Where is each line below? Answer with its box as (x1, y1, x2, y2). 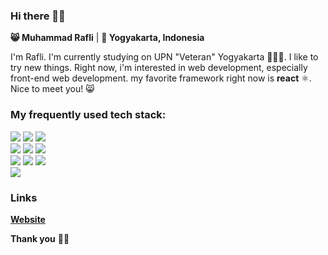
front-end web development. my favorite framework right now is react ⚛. (10, 72, 312, 84)
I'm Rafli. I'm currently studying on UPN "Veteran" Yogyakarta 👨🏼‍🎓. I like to (10, 51, 319, 63)
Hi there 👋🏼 (10, 9, 66, 23)
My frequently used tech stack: (10, 108, 167, 122)
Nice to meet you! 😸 (10, 83, 95, 95)
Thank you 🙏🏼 (10, 232, 70, 244)
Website (10, 213, 46, 225)
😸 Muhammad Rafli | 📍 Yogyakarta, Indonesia (10, 32, 205, 44)
